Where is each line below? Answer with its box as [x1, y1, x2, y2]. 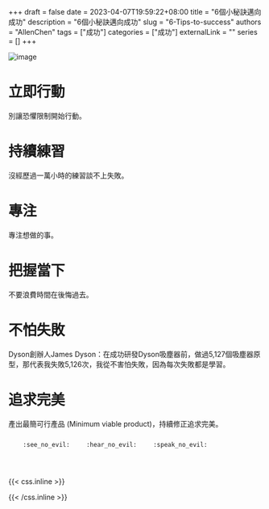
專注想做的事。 [8, 229, 58, 240]
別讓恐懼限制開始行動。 [8, 111, 86, 120]
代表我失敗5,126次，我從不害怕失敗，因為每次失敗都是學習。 [29, 359, 230, 369]
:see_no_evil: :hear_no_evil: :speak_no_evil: [23, 440, 208, 448]
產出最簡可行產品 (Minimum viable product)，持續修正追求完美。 [8, 419, 223, 428]
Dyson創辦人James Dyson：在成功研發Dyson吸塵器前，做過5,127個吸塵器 [8, 349, 254, 359]
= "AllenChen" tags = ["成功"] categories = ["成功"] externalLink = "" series [8, 27, 258, 36]
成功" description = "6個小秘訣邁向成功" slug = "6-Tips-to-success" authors [8, 17, 262, 27]
